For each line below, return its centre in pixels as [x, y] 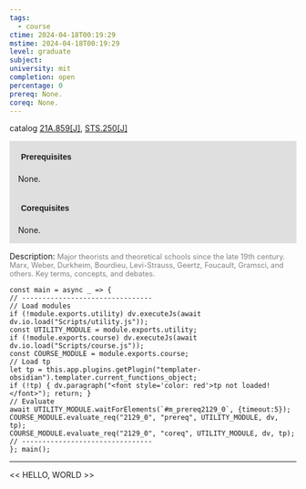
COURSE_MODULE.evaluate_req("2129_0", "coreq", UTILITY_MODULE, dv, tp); [153, 433]
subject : [26, 60]
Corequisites [46, 209]
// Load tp [30, 362]
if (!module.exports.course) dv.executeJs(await [103, 338]
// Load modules [40, 306]
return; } [73, 394]
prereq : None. [36, 94]
